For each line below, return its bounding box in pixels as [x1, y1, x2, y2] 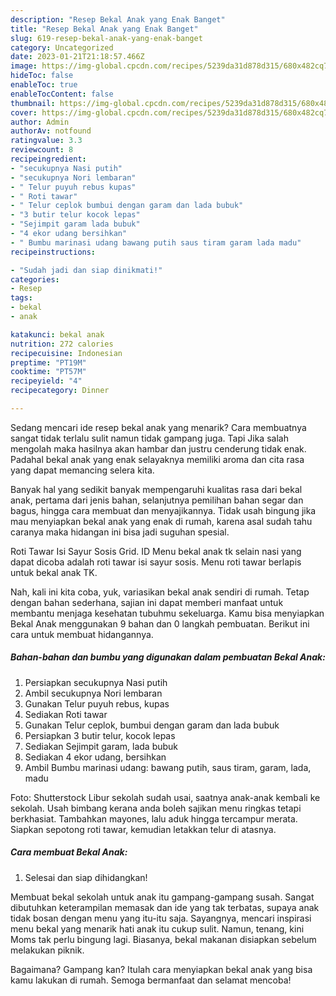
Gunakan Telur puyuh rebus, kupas [24, 697, 170, 710]
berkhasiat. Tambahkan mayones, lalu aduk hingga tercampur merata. [10, 812, 298, 825]
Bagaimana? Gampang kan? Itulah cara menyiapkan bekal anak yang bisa [10, 963, 313, 975]
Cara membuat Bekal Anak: [10, 846, 128, 858]
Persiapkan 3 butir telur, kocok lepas [24, 729, 176, 741]
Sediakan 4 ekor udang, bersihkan [24, 751, 167, 763]
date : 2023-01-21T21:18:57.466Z [10, 52, 145, 62]
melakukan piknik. [10, 944, 85, 956]
